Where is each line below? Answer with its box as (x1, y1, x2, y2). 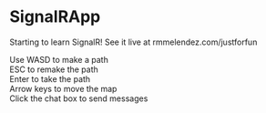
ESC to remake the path (9, 64, 98, 75)
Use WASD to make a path (9, 54, 109, 65)
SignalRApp (9, 6, 101, 27)
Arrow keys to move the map (9, 83, 118, 94)
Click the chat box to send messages (9, 93, 148, 104)
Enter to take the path (9, 73, 91, 84)
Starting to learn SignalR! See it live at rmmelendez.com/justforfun (9, 36, 258, 47)
